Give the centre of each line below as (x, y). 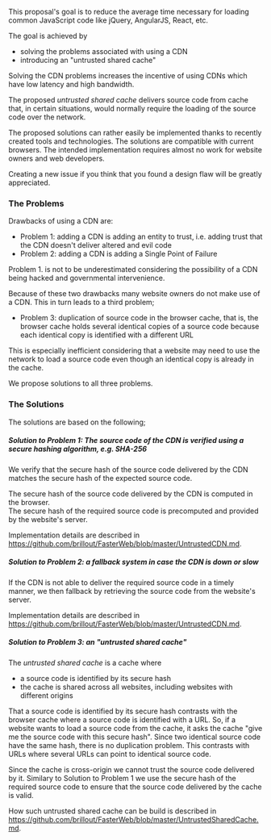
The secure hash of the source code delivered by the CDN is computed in (131, 493)
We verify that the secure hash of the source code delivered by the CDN (128, 469)
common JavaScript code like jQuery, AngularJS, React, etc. (108, 20)
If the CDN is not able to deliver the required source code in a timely (121, 582)
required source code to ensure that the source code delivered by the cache (135, 787)
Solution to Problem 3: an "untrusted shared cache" (98, 642)
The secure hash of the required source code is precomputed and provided (134, 511)
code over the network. (47, 117)
